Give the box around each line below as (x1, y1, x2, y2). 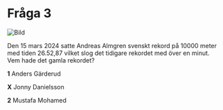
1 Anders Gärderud (7, 69, 61, 78)
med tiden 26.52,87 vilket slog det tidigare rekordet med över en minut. (7, 49, 210, 57)
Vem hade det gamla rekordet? (7, 56, 95, 64)
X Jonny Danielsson (7, 82, 64, 91)
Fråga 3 (7, 5, 52, 21)
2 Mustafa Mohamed (7, 96, 67, 104)
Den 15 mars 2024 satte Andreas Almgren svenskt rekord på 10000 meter (7, 41, 217, 49)
